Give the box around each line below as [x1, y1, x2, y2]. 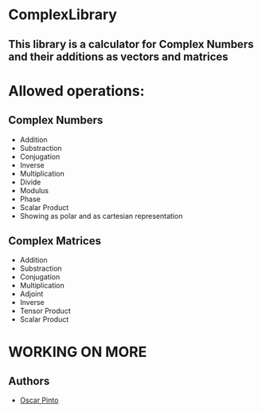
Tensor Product [19, 306, 71, 316]
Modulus [19, 185, 49, 195]
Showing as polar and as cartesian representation [19, 211, 183, 220]
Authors [8, 374, 50, 388]
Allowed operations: [8, 81, 145, 100]
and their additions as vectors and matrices [8, 50, 229, 63]
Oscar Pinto [19, 395, 59, 405]
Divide [19, 177, 41, 187]
